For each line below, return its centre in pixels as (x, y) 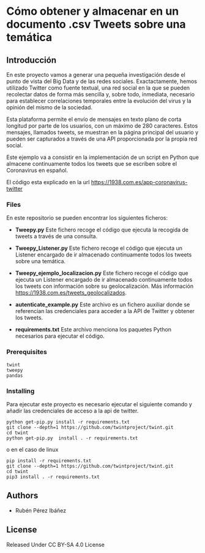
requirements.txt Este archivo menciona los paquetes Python (93, 330)
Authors (22, 496)
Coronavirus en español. (37, 170)
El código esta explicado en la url (48, 182)
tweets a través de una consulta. (56, 236)
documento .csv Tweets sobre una (96, 24)
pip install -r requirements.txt (49, 461)
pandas (15, 376)
